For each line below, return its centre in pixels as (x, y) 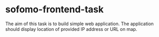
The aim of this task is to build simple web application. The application (79, 24)
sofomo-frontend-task (55, 10)
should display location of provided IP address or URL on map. (71, 29)
